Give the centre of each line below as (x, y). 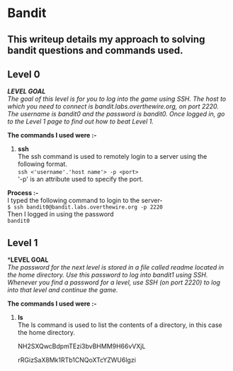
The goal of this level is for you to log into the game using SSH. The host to (117, 99)
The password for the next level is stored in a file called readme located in (116, 267)
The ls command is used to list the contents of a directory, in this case (120, 325)
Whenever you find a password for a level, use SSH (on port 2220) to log (114, 282)
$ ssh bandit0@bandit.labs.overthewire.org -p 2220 (85, 207)
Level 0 (24, 74)
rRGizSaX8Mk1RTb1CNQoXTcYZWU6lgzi (77, 360)
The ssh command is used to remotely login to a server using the (112, 157)
